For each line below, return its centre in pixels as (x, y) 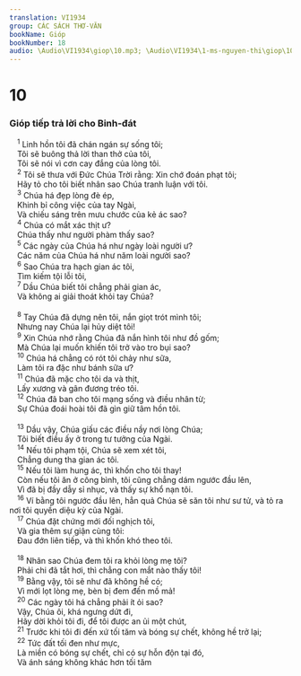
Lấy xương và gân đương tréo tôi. (78, 388)
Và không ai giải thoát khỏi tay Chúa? (86, 296)
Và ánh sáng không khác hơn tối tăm (85, 663)
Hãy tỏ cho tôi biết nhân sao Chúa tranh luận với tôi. (113, 184)
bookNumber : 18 (38, 43)
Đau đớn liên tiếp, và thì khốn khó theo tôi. (95, 540)
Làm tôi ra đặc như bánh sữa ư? (76, 368)
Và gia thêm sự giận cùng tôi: (71, 531)
